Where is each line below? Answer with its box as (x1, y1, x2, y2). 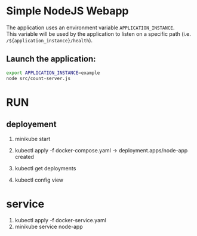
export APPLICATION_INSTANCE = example (6, 70, 100, 76)
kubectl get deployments (14, 164, 76, 171)
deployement (6, 119, 57, 130)
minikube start (14, 135, 51, 142)
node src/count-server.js (6, 75, 70, 81)
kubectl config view (14, 176, 64, 183)
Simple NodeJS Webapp (6, 4, 130, 18)
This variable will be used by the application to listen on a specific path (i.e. (6, 30, 191, 37)
